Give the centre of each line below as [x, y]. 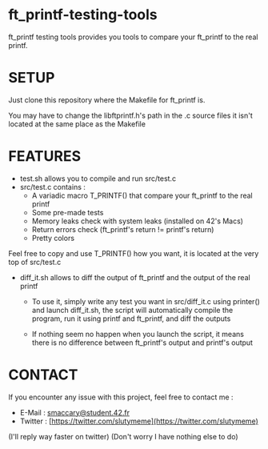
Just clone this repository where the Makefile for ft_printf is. [107, 100]
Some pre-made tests [68, 212]
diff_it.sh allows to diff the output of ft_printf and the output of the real [135, 277]
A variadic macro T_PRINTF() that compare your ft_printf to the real [142, 195]
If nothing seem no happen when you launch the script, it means [138, 334]
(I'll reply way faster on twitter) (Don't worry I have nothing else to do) [123, 436]
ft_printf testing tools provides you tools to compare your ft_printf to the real [133, 37]
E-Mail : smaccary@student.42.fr [75, 412]
